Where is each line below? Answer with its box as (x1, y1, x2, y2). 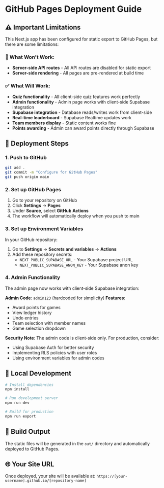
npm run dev (5, 400, 29, 405)
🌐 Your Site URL (5, 460, 55, 469)
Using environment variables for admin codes (12, 355, 105, 361)
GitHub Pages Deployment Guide (5, 3, 142, 15)
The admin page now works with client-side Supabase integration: (5, 285, 139, 291)
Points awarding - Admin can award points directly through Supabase (12, 125, 155, 131)
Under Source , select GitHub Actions (12, 208, 89, 214)
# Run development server (5, 396, 58, 401)
